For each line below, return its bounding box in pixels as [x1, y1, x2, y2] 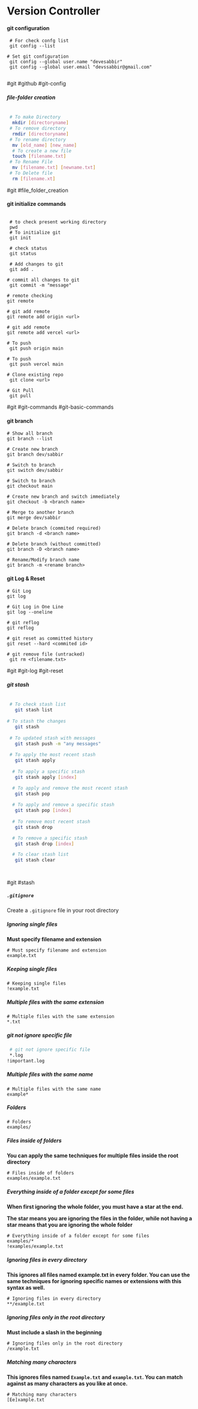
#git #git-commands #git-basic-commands [7, 403, 114, 410]
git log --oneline [7, 609, 53, 615]
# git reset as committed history [7, 636, 94, 642]
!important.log [7, 1058, 45, 1064]
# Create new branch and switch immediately [7, 494, 120, 500]
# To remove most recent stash [12, 819, 91, 825]
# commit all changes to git [7, 277, 80, 283]
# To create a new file [12, 147, 71, 154]
